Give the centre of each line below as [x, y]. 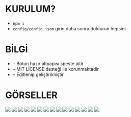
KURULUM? [31, 9]
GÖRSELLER [31, 95]
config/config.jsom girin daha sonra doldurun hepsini [69, 28]
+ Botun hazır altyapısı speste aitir [48, 63]
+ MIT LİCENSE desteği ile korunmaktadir [56, 69]
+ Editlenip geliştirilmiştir [38, 74]
